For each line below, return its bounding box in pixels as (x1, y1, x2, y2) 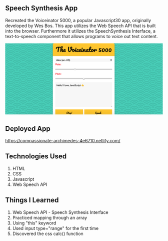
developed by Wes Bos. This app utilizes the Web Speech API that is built (5, 23, 156, 29)
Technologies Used (5, 152, 66, 161)
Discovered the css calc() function (12, 230, 83, 236)
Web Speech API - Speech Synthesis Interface (12, 209, 108, 215)
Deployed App (5, 124, 51, 133)
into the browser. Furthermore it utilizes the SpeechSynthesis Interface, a (5, 28, 156, 34)
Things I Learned (5, 196, 59, 204)
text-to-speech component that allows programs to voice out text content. (5, 33, 158, 39)
